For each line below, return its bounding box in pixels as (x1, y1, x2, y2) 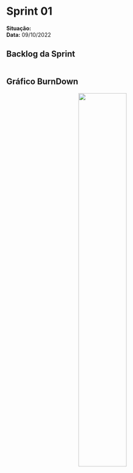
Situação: (6, 25, 32, 32)
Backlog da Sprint (6, 49, 75, 59)
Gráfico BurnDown (6, 77, 79, 87)
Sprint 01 (6, 4, 53, 18)
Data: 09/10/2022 (6, 31, 51, 38)
